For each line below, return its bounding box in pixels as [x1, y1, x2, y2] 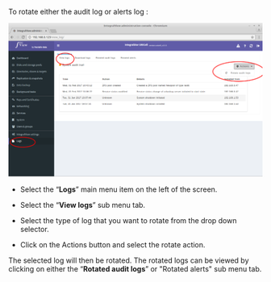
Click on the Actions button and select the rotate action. [19, 239, 206, 249]
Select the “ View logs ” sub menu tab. [19, 200, 146, 209]
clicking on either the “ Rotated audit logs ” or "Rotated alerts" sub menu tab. [8, 263, 262, 273]
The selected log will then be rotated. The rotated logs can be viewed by [8, 255, 249, 265]
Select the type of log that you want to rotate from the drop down [19, 215, 237, 225]
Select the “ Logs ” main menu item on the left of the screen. [19, 185, 218, 194]
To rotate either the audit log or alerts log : [8, 7, 149, 16]
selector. [19, 224, 50, 234]
